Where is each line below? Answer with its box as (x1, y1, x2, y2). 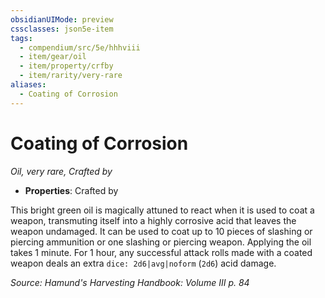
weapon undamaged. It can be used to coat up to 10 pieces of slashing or (10, 225, 313, 237)
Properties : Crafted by (24, 184, 119, 196)
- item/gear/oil (19, 52, 87, 62)
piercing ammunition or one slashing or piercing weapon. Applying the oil (10, 236, 312, 248)
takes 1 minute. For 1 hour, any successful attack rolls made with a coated (10, 246, 313, 258)
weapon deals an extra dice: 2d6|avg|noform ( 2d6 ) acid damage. (10, 257, 277, 269)
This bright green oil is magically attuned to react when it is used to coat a (10, 204, 315, 216)
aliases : (10, 80, 47, 90)
